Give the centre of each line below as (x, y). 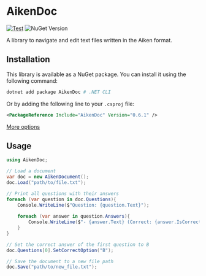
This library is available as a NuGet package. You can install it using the (96, 74)
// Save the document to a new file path (60, 261)
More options (23, 126)
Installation (28, 59)
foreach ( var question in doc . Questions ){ (61, 199)
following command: (32, 80)
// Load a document (31, 171)
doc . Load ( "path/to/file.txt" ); (46, 182)
